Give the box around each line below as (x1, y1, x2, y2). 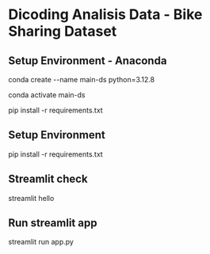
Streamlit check (8, 172, 89, 186)
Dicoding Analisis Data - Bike (8, 6, 203, 24)
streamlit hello (8, 193, 55, 203)
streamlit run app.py (8, 237, 74, 247)
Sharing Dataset (8, 22, 117, 40)
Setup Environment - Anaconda (8, 54, 167, 67)
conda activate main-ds (8, 90, 86, 100)
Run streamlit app (8, 216, 97, 230)
